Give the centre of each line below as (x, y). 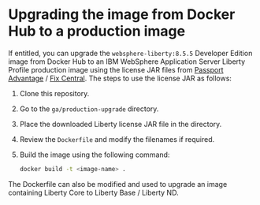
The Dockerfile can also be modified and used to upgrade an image (118, 184)
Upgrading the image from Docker (122, 15)
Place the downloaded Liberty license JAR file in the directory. (121, 124)
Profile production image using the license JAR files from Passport (116, 69)
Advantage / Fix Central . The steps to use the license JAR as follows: (120, 78)
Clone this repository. (54, 93)
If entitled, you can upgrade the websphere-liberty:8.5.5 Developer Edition (130, 53)
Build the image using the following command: (95, 155)
